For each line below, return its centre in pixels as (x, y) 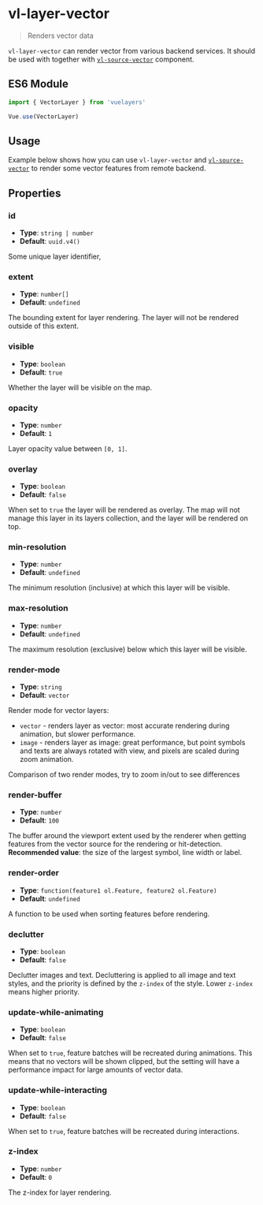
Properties (35, 193)
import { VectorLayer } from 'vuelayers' (77, 102)
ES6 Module (39, 84)
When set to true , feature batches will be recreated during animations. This (130, 1053)
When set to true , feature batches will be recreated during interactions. (124, 1131)
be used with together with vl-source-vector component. (101, 59)
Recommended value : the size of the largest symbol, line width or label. (125, 852)
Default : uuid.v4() (50, 241)
